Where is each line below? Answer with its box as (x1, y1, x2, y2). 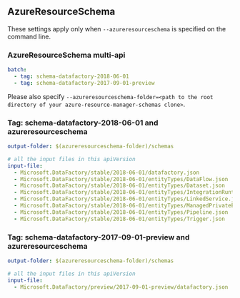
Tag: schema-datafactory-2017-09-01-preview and (7, 232, 190, 242)
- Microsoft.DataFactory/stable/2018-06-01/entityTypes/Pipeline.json (14, 208, 229, 216)
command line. (7, 32, 51, 41)
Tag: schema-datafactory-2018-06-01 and (7, 118, 159, 128)
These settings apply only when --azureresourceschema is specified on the (7, 24, 226, 33)
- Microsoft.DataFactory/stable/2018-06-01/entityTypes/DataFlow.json (14, 175, 229, 183)
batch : (7, 66, 27, 73)
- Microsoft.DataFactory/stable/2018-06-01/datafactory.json (14, 169, 200, 176)
